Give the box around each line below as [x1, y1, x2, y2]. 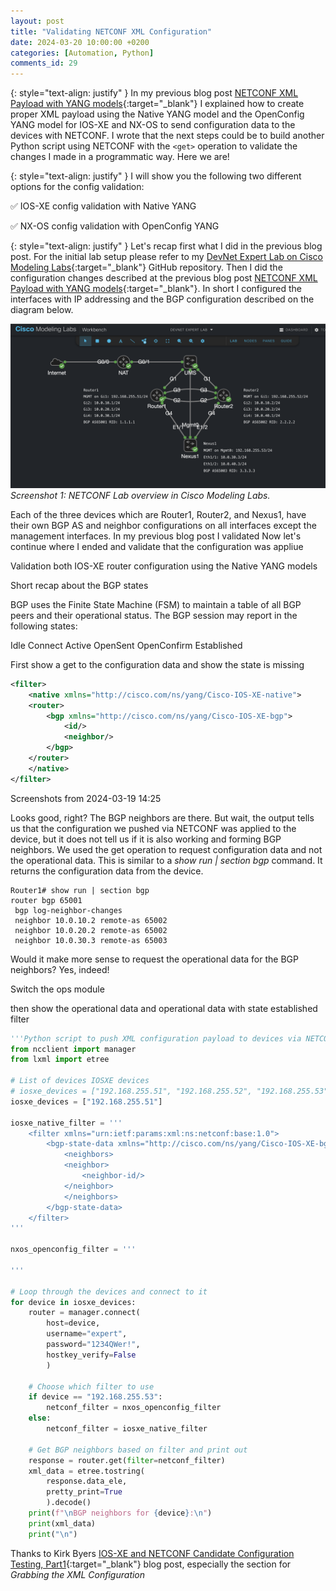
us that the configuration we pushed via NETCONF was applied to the [10, 822, 297, 834]
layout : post [10, 16, 65, 26]
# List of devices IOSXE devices [10, 1076, 150, 1086]
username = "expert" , [46, 1329, 128, 1339]
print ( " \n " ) [28, 1529, 78, 1539]
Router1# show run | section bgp [10, 885, 150, 895]
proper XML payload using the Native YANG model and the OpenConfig [10, 108, 305, 120]
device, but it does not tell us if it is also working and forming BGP [10, 833, 282, 845]
